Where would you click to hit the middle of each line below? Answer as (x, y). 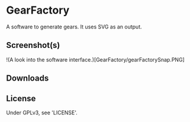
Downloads (28, 78)
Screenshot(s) (33, 45)
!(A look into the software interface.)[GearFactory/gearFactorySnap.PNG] (95, 59)
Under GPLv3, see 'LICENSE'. (42, 113)
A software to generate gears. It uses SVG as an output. (74, 27)
